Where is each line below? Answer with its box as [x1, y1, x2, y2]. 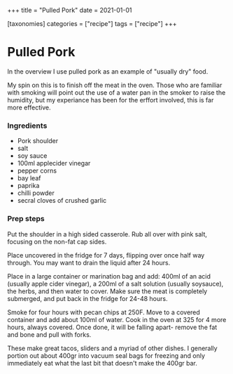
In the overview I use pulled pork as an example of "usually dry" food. [7, 67, 209, 76]
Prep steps [7, 214, 45, 224]
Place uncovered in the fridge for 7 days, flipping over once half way [7, 251, 205, 259]
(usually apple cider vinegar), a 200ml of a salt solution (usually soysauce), [7, 279, 224, 288]
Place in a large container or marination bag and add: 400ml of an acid [7, 272, 211, 280]
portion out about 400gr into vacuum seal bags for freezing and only [7, 351, 205, 360]
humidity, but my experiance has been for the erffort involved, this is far [7, 95, 214, 104]
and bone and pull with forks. [7, 330, 92, 339]
